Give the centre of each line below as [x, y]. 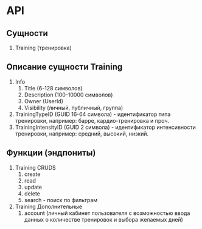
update [33, 187]
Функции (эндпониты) [51, 153]
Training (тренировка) [43, 48]
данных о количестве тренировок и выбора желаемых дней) [104, 219]
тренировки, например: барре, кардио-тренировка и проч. [92, 120]
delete [32, 194]
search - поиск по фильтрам [61, 200]
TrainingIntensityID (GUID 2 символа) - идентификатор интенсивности [105, 127]
